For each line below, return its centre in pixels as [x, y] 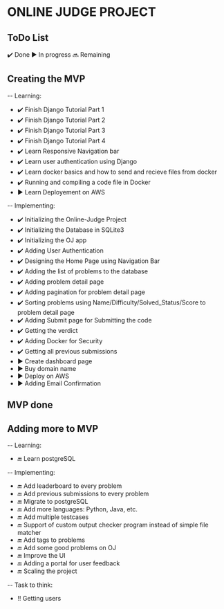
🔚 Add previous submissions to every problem [83, 494]
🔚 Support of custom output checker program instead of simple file [113, 525]
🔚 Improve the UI [41, 556]
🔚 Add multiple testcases [53, 517]
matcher [29, 533]
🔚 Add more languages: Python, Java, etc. [77, 509]
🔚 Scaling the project [47, 571]
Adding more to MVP [53, 429]
